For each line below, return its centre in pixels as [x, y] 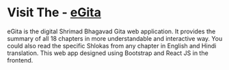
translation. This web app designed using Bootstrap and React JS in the [108, 53]
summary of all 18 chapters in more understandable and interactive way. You [115, 38]
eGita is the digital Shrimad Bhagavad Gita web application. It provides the [111, 31]
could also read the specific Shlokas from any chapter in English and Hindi [112, 46]
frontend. [20, 60]
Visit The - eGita [54, 13]
